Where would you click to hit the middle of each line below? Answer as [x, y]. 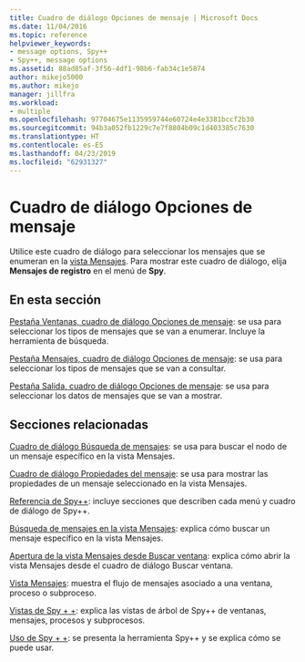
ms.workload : [34, 103]
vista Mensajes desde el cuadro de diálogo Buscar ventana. [122, 565]
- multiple [30, 111]
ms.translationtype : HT [55, 137]
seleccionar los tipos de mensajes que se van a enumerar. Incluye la [137, 331]
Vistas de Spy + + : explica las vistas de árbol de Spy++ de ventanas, [138, 611]
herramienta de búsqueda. [59, 341]
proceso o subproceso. [53, 593]
